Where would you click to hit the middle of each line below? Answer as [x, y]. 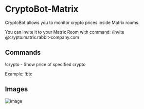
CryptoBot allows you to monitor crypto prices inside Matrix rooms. [72, 22]
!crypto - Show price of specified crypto [45, 64]
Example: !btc [19, 74]
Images [17, 89]
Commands [23, 53]
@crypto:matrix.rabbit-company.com [42, 37]
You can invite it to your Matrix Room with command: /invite [65, 32]
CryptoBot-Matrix [42, 9]
